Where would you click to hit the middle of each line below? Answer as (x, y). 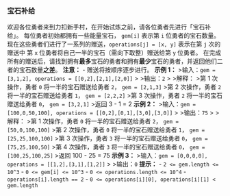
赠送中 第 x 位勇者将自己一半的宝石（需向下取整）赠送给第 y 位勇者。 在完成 (114, 53)
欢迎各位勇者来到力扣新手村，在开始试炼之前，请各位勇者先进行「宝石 (106, 27)
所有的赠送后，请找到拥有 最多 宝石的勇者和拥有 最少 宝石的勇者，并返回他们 (112, 61)
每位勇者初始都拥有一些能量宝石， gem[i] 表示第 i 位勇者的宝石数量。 (122, 36)
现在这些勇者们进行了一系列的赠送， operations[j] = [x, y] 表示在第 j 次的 (114, 44)
